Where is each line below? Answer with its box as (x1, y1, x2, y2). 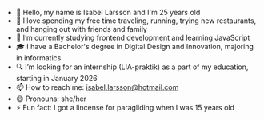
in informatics (15, 53, 62, 63)
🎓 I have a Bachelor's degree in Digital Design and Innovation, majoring (15, 42, 254, 51)
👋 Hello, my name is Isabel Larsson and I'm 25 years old (15, 8, 201, 17)
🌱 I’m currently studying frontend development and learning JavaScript (15, 33, 250, 42)
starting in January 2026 (15, 74, 98, 83)
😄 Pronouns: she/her (15, 94, 86, 103)
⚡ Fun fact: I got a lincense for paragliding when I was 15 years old (15, 103, 234, 112)
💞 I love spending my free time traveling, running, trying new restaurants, (15, 16, 257, 25)
